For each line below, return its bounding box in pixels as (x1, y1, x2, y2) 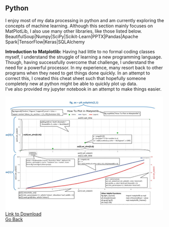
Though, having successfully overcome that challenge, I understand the (5, 59, 155, 65)
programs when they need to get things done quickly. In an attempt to (5, 70, 150, 76)
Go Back (5, 216, 23, 222)
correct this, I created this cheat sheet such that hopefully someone (5, 75, 146, 81)
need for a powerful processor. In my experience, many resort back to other (5, 64, 163, 70)
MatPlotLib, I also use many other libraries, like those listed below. (5, 28, 142, 34)
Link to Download (5, 211, 42, 217)
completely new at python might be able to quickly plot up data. (5, 81, 138, 87)
